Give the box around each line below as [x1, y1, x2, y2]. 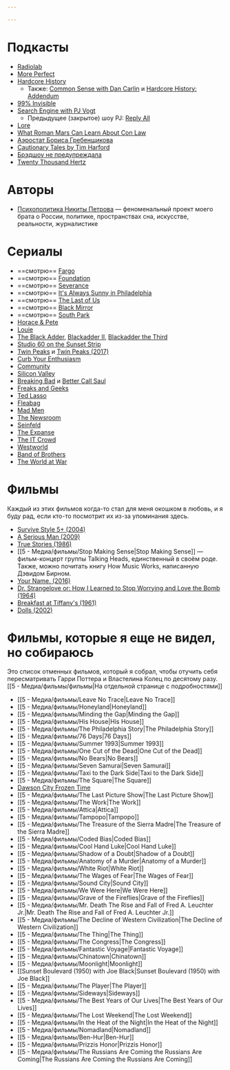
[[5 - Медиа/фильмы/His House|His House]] [17, 718, 145, 726]
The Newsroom [17, 413, 61, 421]
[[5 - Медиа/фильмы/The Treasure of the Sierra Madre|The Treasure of [17, 820, 222, 829]
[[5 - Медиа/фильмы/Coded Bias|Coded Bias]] [17, 835, 151, 843]
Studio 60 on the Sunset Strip [17, 340, 101, 348]
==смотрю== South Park [17, 310, 90, 318]
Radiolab [17, 62, 43, 70]
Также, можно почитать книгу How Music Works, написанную [17, 562, 200, 570]
